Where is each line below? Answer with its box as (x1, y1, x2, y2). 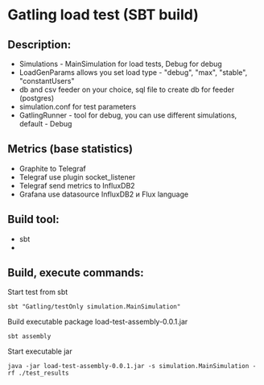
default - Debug (19, 119, 72, 128)
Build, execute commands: (7, 266, 144, 279)
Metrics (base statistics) (7, 143, 134, 156)
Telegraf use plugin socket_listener (19, 172, 136, 182)
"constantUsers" (19, 77, 75, 85)
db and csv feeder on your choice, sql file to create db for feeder (19, 85, 235, 94)
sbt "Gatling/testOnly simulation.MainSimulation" (7, 303, 181, 311)
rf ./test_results (7, 369, 69, 378)
